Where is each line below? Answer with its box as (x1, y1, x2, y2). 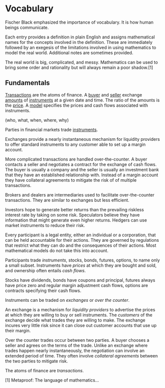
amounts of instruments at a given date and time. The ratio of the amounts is (5, 97, 160, 103)
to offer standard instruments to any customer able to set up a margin (5, 141, 146, 147)
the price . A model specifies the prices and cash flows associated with (5, 102, 148, 108)
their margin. (5, 327, 31, 333)
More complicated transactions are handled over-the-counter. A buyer (5, 156, 147, 162)
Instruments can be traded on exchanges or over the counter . (5, 297, 130, 303)
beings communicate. (5, 24, 49, 30)
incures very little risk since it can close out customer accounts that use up (5, 322, 157, 328)
